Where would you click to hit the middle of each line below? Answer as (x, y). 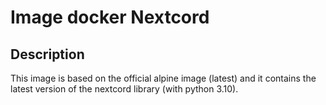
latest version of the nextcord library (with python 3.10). (124, 89)
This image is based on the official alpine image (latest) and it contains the (163, 78)
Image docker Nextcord (110, 17)
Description (47, 54)
